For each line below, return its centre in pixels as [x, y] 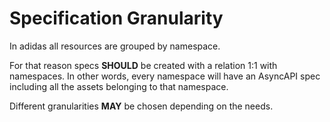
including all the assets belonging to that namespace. [119, 86]
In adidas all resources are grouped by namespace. [115, 46]
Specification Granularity [116, 18]
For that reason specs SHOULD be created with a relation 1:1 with [143, 65]
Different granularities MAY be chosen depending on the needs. [141, 106]
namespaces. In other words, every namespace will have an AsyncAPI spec [165, 76]
